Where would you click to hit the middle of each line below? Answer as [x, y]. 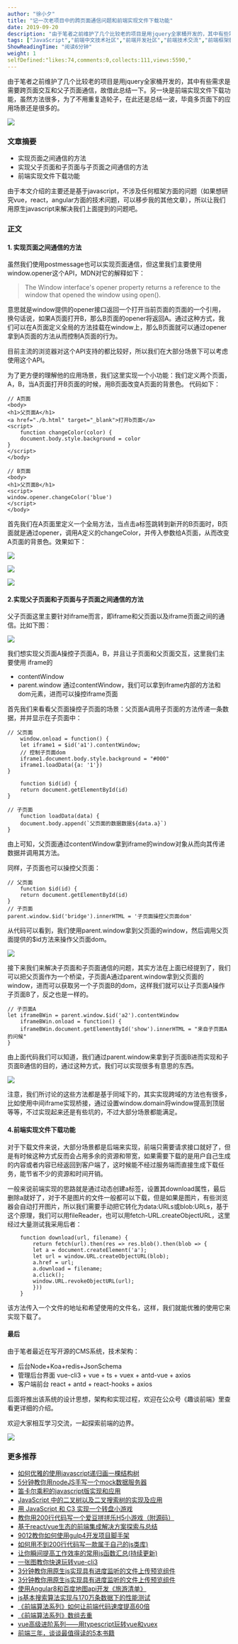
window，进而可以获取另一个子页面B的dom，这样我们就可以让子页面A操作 [116, 986]
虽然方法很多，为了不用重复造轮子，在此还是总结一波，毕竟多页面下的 [122, 99]
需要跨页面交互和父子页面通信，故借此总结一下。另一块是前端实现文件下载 [116, 90]
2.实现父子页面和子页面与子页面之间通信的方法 [75, 599]
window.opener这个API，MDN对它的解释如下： [76, 273]
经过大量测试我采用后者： [45, 1224]
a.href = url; [53, 1262]
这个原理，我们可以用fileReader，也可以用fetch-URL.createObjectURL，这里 [119, 1215]
